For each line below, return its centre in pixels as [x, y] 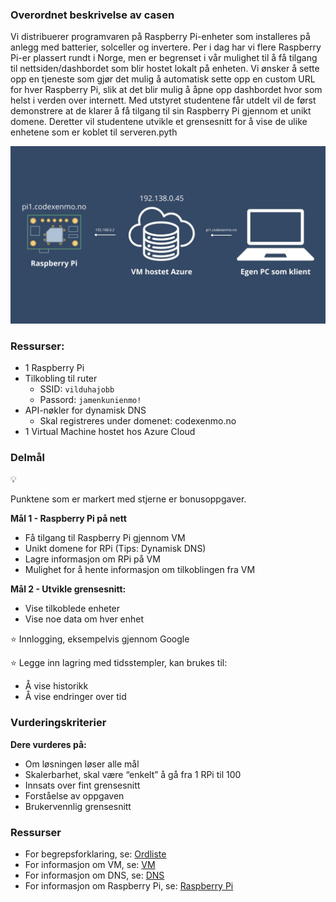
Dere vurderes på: [48, 744]
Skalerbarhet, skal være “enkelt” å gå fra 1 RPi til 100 [133, 774]
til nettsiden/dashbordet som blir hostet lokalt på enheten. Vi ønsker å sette [165, 69]
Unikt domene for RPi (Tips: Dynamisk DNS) [115, 549]
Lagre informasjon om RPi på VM [92, 559]
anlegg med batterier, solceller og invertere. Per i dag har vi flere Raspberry [166, 47]
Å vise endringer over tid [75, 697]
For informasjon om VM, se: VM [90, 864]
